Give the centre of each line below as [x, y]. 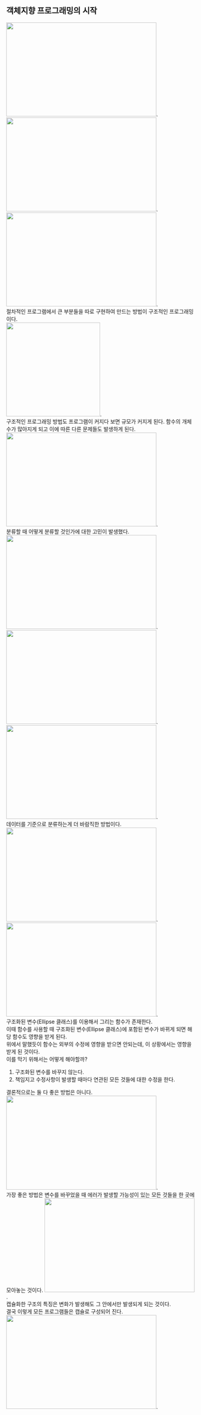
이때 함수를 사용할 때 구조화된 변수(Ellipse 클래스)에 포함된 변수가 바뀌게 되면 [96, 1029]
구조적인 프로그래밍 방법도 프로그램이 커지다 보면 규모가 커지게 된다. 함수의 [94, 421]
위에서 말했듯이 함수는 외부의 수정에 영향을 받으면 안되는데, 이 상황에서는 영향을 [99, 1044]
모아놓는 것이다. [25, 1290]
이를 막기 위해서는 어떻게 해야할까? [47, 1059]
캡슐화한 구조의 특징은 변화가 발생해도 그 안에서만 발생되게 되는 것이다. [88, 1304]
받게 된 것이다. [23, 1051]
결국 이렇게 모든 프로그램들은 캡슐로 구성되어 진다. [65, 1311]
